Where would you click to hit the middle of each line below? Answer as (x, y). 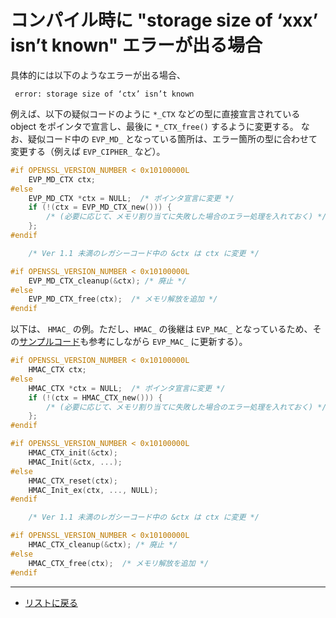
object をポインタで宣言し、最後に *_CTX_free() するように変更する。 (154, 126)
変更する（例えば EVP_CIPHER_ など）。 (88, 151)
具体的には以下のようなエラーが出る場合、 (98, 75)
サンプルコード (50, 342)
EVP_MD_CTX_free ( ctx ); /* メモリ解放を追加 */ (123, 299)
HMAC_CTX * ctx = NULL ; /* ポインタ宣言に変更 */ (127, 388)
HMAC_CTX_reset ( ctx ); (73, 481)
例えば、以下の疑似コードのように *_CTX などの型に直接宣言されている (155, 113)
